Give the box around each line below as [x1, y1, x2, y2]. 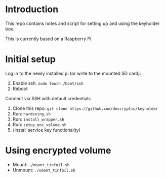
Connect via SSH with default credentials [5, 95, 91, 101]
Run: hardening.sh [12, 110, 51, 116]
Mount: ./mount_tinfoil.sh [12, 161, 70, 167]
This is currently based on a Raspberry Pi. [5, 36, 93, 42]
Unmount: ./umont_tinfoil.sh [12, 167, 76, 173]
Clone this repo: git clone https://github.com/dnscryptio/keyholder [12, 105, 158, 111]
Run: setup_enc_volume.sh [12, 121, 67, 128]
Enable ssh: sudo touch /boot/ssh [12, 80, 84, 86]
